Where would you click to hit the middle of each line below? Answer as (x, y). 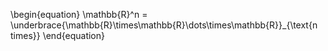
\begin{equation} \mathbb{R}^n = (79, 14)
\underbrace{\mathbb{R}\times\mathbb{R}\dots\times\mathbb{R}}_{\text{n (164, 25)
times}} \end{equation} (57, 35)
